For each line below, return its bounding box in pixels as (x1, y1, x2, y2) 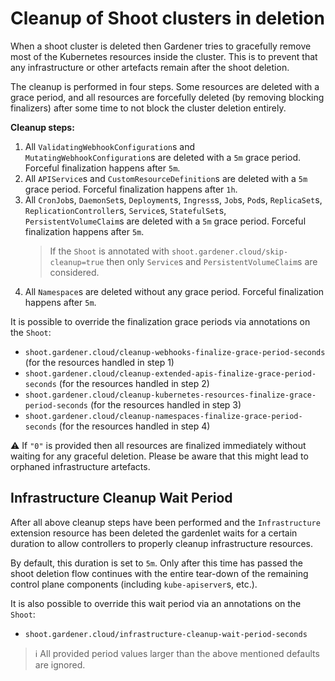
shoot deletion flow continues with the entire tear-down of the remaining (10, 567, 309, 579)
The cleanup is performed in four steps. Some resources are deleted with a (10, 80, 320, 92)
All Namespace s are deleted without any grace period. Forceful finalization (24, 285, 325, 297)
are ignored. (34, 658, 86, 671)
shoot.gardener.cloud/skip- (171, 247, 289, 257)
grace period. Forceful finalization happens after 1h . (24, 183, 238, 195)
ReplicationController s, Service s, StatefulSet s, (24, 204, 227, 216)
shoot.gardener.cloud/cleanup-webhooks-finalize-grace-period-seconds (24, 347, 326, 357)
